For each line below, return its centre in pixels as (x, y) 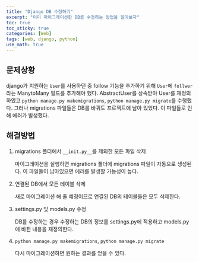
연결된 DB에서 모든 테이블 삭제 (50, 184)
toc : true (18, 23)
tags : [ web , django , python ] (42, 39)
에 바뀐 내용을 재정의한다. (44, 229)
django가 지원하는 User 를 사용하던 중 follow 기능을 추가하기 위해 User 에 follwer (99, 85)
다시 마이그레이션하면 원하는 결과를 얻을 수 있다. (70, 253)
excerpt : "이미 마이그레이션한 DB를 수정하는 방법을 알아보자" (73, 17)
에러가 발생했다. (31, 115)
